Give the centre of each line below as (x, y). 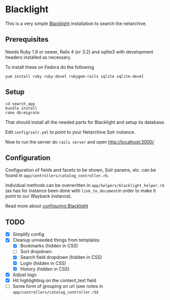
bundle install (21, 108)
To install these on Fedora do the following (50, 67)
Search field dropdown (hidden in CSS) (61, 257)
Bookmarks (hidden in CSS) (49, 246)
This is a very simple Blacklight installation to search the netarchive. (76, 23)
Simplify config (28, 234)
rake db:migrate (22, 113)
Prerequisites (27, 39)
